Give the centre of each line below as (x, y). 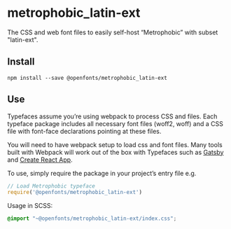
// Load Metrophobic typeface (51, 186)
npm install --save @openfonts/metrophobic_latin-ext (87, 78)
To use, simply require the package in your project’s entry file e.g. (102, 173)
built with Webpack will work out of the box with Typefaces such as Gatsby (115, 152)
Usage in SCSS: (30, 206)
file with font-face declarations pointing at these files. (84, 131)
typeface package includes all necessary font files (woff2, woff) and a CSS (115, 123)
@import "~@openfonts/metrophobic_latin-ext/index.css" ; (92, 218)
